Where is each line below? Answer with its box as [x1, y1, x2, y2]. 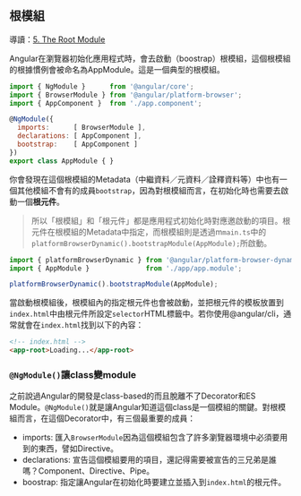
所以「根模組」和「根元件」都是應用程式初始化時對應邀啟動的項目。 [30, 215, 283, 226]
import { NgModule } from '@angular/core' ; [9, 81, 194, 91]
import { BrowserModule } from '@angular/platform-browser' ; [9, 90, 243, 99]
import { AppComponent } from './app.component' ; [9, 98, 202, 107]
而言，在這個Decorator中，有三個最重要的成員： [16, 413, 195, 423]
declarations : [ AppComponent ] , [17, 132, 142, 141]
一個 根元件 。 [16, 196, 64, 207]
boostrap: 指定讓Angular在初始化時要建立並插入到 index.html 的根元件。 [21, 477, 287, 488]
